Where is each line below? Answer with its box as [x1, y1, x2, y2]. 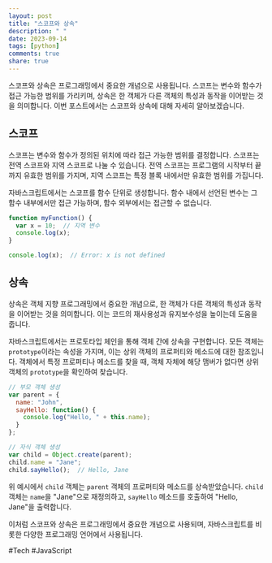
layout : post [8, 11, 53, 20]
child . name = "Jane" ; [8, 458, 82, 466]
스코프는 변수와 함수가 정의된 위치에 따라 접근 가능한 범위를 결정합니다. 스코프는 [8, 149, 260, 159]
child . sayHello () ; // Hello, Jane [8, 466, 129, 474]
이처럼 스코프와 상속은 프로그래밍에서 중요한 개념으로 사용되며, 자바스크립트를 [8, 519, 254, 529]
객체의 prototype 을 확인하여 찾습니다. [8, 366, 128, 376]
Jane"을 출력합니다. [8, 501, 71, 512]
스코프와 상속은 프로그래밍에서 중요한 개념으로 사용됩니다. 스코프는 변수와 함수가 [8, 80, 262, 90]
